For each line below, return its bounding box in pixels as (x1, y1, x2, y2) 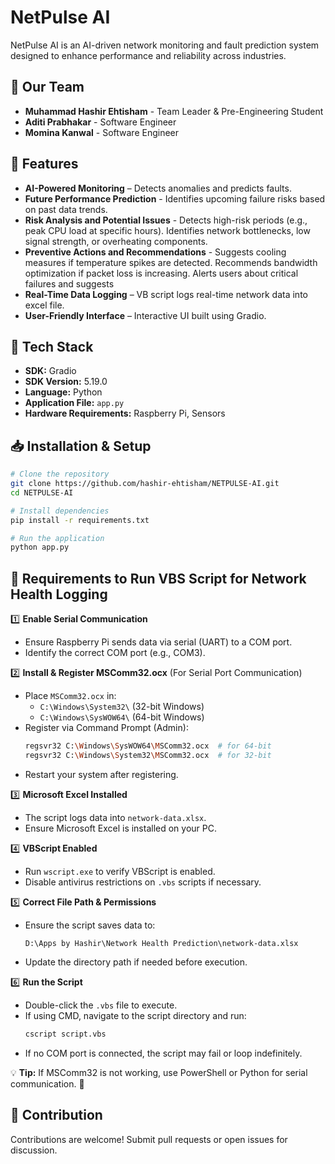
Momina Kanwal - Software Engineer (24, 126, 180, 138)
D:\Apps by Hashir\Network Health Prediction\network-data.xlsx (24, 938, 299, 948)
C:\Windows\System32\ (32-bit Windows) (39, 701, 205, 713)
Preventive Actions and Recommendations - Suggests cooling (24, 246, 287, 258)
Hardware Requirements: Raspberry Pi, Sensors (24, 407, 226, 420)
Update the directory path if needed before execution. (24, 956, 248, 968)
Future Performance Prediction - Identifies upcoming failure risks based (24, 192, 326, 205)
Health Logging (10, 586, 108, 603)
